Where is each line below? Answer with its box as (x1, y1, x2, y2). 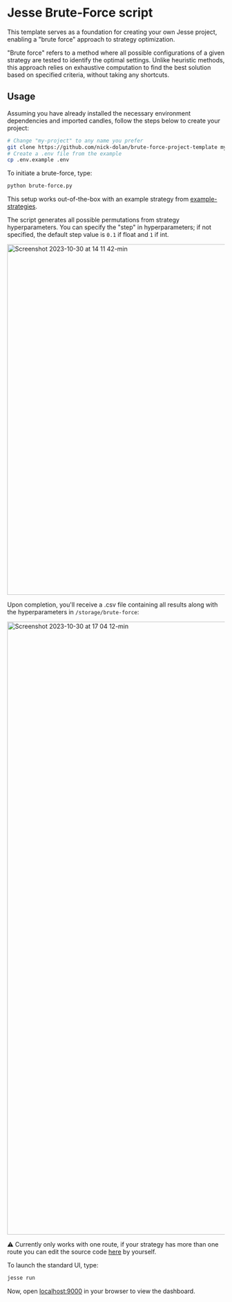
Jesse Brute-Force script (7, 5, 153, 21)
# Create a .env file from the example (7, 150, 122, 157)
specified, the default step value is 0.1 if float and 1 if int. (7, 231, 169, 239)
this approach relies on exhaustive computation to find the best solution (7, 63, 211, 71)
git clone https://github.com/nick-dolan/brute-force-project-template (7, 143, 217, 150)
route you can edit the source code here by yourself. (7, 1248, 157, 1256)
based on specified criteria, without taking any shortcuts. (7, 71, 170, 79)
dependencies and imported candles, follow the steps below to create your (7, 116, 221, 125)
